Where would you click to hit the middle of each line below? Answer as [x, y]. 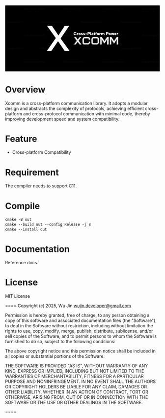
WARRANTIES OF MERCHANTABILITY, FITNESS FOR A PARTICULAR [74, 376]
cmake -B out [18, 220]
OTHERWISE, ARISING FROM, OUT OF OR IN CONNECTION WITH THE [77, 397]
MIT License [18, 296]
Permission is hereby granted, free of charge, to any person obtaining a [77, 315]
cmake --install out [26, 230]
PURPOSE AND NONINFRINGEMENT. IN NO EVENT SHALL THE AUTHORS [81, 382]
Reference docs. [22, 263]
